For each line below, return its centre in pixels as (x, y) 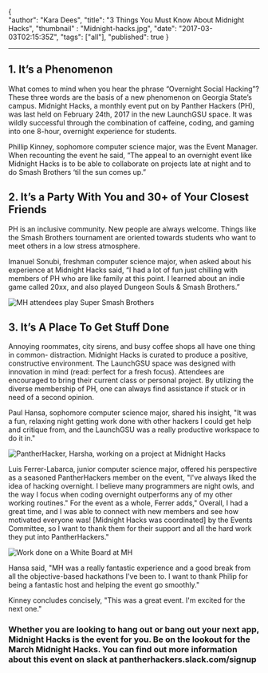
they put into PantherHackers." (59, 537)
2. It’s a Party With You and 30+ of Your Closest (129, 198)
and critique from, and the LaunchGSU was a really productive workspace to (134, 430)
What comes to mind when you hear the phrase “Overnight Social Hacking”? (134, 89)
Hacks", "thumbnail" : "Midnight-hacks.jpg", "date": (93, 28)
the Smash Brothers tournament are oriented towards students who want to (132, 237)
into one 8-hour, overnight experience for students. (93, 131)
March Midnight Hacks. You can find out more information (123, 650)
